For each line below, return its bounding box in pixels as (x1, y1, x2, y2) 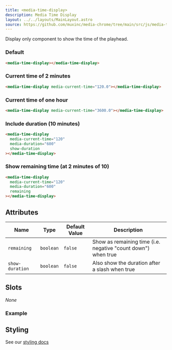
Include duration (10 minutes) (5, 120, 80, 127)
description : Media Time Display (5, 12, 77, 17)
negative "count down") (92, 244, 150, 251)
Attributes (5, 208, 38, 217)
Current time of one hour (5, 96, 68, 103)
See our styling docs (5, 339, 49, 345)
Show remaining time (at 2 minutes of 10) (5, 163, 110, 170)
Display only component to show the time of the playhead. (5, 36, 128, 42)
